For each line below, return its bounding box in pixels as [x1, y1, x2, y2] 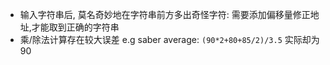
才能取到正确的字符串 [31, 21, 120, 33]
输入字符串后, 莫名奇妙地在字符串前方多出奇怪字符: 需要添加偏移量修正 [19, 9, 311, 20]
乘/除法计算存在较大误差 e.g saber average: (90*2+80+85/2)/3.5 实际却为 [19, 34, 320, 45]
